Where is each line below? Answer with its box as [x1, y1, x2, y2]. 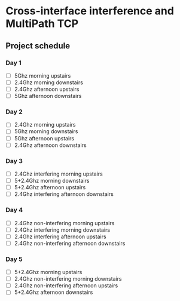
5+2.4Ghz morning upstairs [14, 269, 83, 276]
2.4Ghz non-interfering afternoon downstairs [14, 239, 126, 247]
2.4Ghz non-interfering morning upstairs [14, 219, 115, 226]
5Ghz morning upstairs [14, 72, 71, 79]
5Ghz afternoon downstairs [14, 93, 82, 100]
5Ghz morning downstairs [14, 128, 78, 135]
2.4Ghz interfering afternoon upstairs [14, 233, 106, 240]
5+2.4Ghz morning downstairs [14, 177, 90, 185]
